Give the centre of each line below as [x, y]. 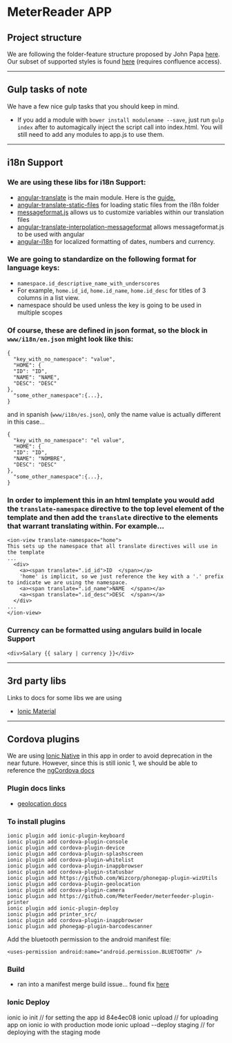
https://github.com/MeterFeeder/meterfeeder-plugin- [137, 896]
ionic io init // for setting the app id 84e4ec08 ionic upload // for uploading [113, 1017]
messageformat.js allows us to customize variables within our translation [120, 212]
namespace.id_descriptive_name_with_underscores [88, 283]
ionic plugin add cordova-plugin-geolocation [74, 884]
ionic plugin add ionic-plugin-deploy [63, 908]
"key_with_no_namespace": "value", [65, 359]
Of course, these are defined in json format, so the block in [108, 330]
